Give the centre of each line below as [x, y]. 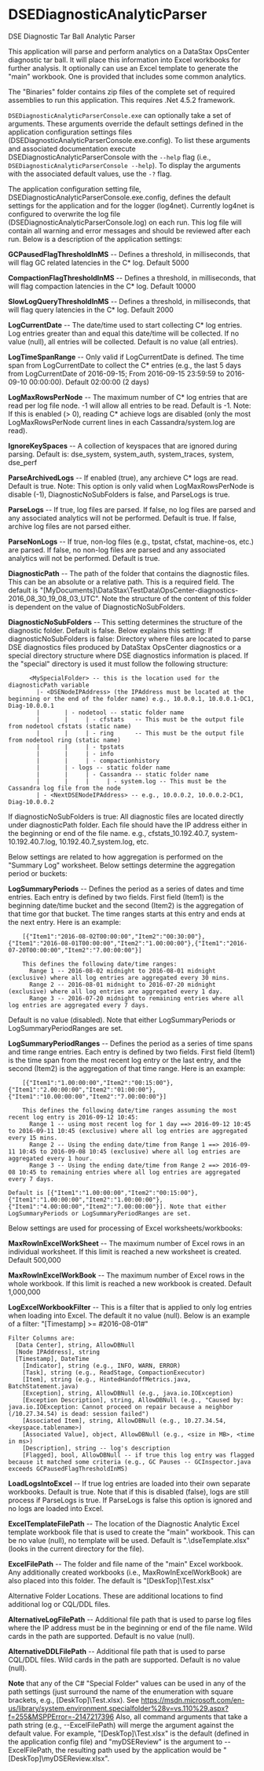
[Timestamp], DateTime [52, 1358]
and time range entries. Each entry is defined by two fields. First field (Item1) [132, 1051]
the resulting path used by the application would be [138, 1750]
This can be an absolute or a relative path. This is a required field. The [121, 581]
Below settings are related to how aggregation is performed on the [116, 856]
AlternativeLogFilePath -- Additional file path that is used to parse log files [130, 1619]
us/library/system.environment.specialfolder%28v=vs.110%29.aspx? [119, 1708]
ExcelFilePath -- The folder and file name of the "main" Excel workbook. [126, 1564]
